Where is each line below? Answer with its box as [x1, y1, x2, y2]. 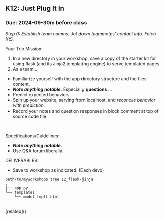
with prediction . [12, 102, 45, 108]
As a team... [12, 66, 38, 72]
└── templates [5, 190, 35, 195]
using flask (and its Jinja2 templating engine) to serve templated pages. [12, 60, 161, 67]
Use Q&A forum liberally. [12, 148, 64, 154]
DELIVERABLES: [5, 157, 39, 163]
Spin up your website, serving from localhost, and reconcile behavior [12, 97, 156, 103]
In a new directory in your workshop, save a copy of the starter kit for [12, 55, 156, 61]
